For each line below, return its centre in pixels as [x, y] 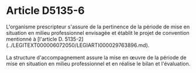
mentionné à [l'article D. [35, 39]
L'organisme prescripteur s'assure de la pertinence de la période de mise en [98, 27]
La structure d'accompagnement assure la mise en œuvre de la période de [96, 57]
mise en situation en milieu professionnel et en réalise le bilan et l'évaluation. [98, 63]
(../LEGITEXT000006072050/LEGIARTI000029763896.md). [78, 45]
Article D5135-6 [45, 11]
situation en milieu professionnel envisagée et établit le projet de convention [98, 32]
